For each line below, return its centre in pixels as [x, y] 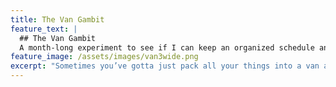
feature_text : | [44, 29]
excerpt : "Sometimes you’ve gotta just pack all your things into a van [165, 66]
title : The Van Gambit [57, 19]
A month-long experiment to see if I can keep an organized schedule [167, 47]
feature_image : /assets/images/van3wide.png [104, 57]
